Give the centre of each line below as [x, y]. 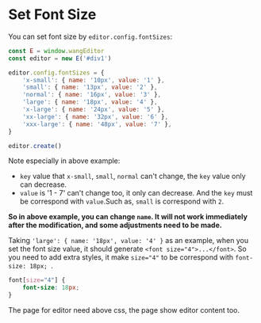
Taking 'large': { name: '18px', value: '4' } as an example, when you [128, 241]
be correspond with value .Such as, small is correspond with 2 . [122, 201]
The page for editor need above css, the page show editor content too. [124, 310]
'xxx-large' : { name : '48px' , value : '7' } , [97, 124]
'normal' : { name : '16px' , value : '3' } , [92, 95]
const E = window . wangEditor [56, 51]
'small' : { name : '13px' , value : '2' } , [90, 87]
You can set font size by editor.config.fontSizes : [90, 36]
